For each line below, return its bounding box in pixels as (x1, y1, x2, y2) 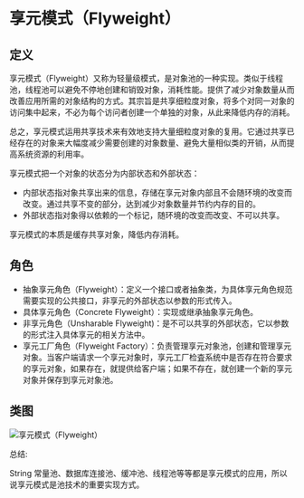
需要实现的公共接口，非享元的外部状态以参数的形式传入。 (22, 295, 237, 306)
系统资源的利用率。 (16, 148, 89, 159)
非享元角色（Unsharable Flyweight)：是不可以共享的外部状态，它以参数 (22, 318, 290, 329)
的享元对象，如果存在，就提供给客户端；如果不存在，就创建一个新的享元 (22, 363, 292, 374)
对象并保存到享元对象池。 (22, 374, 119, 385)
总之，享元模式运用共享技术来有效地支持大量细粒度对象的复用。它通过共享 (9, 126, 287, 137)
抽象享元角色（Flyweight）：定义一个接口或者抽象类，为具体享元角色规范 (22, 283, 293, 294)
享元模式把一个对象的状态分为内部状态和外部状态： (9, 168, 200, 178)
